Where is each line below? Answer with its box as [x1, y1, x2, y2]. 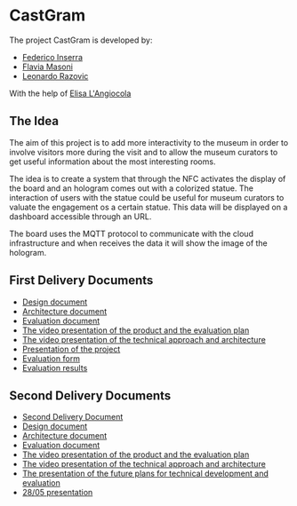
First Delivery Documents [9, 273, 154, 289]
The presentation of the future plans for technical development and [21, 468, 269, 479]
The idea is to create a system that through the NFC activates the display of [9, 173, 286, 184]
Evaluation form [21, 352, 80, 364]
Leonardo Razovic [21, 70, 89, 81]
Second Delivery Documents [9, 388, 172, 403]
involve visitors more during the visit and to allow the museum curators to [9, 146, 278, 157]
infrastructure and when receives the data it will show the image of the [9, 237, 269, 249]
